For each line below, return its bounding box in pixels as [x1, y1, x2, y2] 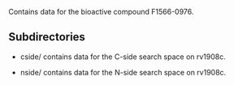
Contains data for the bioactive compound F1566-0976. [8, 7, 194, 16]
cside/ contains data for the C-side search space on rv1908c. [19, 52, 226, 62]
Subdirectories [8, 30, 85, 44]
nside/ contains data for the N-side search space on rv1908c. [19, 67, 227, 77]
